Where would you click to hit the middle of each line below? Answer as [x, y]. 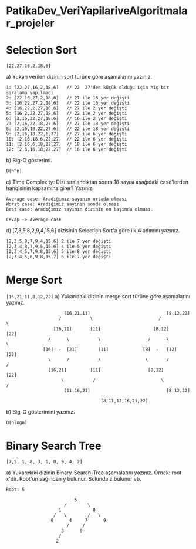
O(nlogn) [17, 423]
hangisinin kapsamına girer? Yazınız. [50, 188]
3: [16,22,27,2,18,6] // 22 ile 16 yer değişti [68, 103]
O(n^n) [14, 171]
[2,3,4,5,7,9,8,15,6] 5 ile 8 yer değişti [59, 252]
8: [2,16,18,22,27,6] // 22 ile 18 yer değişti [68, 129]
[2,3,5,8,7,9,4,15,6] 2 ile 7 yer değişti [59, 242]
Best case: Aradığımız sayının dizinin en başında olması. [80, 209]
